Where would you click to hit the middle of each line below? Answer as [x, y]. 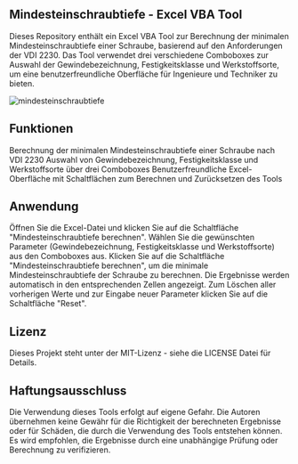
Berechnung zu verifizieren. [60, 450]
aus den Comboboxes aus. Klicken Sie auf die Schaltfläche [117, 256]
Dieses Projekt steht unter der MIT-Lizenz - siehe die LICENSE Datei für [140, 353]
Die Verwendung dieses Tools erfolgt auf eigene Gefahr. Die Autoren [135, 412]
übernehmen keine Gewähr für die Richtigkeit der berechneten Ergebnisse [145, 421]
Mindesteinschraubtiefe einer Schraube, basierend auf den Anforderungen [146, 45]
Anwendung [44, 207]
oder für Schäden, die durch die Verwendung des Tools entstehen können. [146, 431]
